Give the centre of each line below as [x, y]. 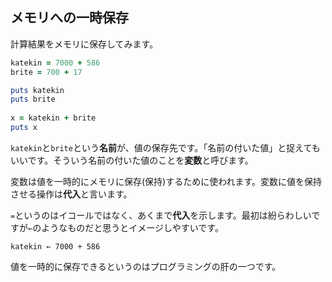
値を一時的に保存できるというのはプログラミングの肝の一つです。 [146, 266]
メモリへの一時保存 [69, 18]
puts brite [33, 99]
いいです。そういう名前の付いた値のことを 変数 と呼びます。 [132, 160]
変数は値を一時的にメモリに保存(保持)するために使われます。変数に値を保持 [166, 181]
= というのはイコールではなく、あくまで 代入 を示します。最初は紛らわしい [161, 215]
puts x [24, 128]
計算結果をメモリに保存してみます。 [84, 44]
